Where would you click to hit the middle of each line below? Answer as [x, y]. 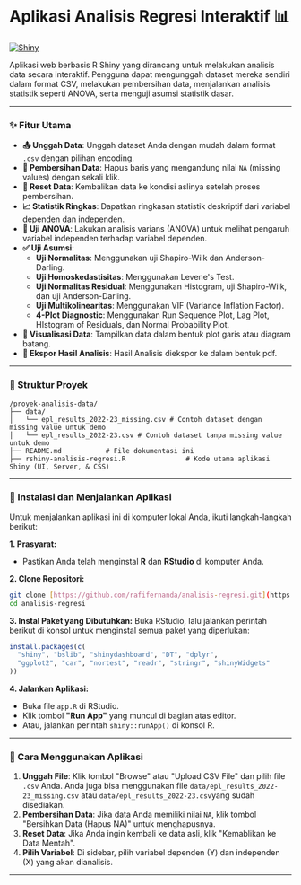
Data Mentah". [49, 843]
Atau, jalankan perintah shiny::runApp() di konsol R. [118, 725]
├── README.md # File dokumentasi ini [102, 451]
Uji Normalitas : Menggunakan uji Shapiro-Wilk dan [129, 258]
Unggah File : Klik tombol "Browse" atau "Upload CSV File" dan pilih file [154, 776]
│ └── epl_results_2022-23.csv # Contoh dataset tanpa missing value [146, 435]
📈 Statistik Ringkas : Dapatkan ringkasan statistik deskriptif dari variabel [156, 206]
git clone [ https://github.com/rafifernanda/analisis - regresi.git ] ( [140, 595]
